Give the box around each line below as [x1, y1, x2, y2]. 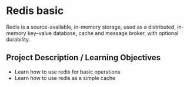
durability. [6, 36, 31, 43]
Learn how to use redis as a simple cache [14, 74, 116, 81]
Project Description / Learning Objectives [6, 53, 161, 62]
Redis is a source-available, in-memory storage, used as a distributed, [6, 23, 176, 30]
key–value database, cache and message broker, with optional [27, 29, 179, 36]
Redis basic [6, 4, 64, 18]
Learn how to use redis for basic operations [14, 68, 121, 75]
